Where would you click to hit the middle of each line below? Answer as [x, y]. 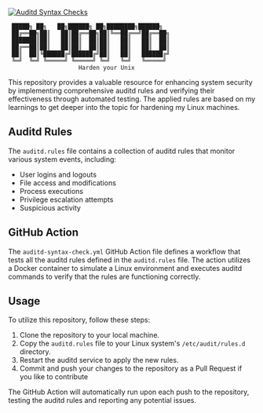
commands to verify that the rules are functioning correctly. [104, 276]
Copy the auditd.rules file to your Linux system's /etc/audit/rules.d [132, 344]
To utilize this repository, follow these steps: [79, 320]
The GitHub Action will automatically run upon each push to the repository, [129, 392]
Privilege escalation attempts [66, 199]
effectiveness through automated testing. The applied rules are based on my [132, 99]
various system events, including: [62, 159]
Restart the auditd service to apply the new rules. [99, 360]
